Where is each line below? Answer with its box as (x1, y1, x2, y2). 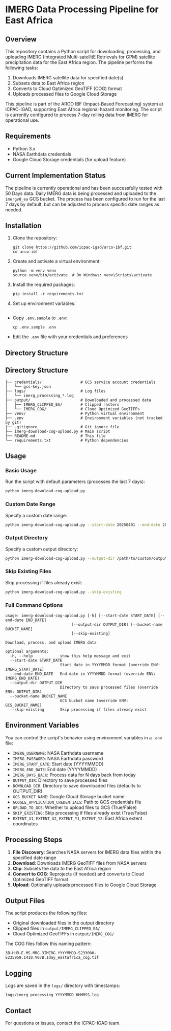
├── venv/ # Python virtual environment (5, 411, 145, 416)
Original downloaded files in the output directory (12, 920, 115, 926)
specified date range (12, 854, 56, 861)
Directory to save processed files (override (60, 685, 158, 690)
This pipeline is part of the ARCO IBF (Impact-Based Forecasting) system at (5, 101, 164, 107)
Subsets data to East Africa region (12, 80, 85, 86)
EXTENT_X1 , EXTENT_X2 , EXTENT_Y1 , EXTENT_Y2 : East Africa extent (12, 815, 142, 821)
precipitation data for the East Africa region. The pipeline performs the (5, 59, 153, 65)
